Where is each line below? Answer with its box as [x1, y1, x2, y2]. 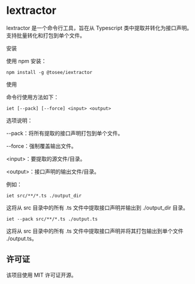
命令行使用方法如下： [6, 93, 59, 100]
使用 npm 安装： [6, 57, 47, 64]
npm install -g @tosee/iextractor [6, 69, 93, 75]
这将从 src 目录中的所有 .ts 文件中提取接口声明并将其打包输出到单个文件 [6, 227, 184, 235]
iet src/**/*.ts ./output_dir [6, 193, 82, 199]
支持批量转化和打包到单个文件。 [6, 31, 85, 39]
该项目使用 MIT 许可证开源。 [6, 271, 77, 279]
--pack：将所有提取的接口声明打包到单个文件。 [6, 129, 124, 137]
